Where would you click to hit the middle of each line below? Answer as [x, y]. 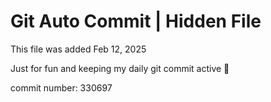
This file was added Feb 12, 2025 [78, 49]
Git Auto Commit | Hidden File [136, 21]
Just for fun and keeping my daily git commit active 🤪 [120, 68]
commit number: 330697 [61, 87]
